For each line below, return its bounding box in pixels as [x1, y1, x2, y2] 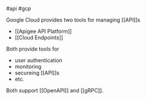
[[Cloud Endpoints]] [14, 34, 64, 41]
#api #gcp [6, 5, 31, 12]
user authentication [14, 57, 62, 64]
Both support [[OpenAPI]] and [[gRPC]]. [6, 87, 104, 94]
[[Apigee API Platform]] [14, 28, 72, 35]
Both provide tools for [6, 45, 59, 52]
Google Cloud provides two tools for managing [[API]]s [6, 16, 141, 23]
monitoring [14, 63, 42, 70]
